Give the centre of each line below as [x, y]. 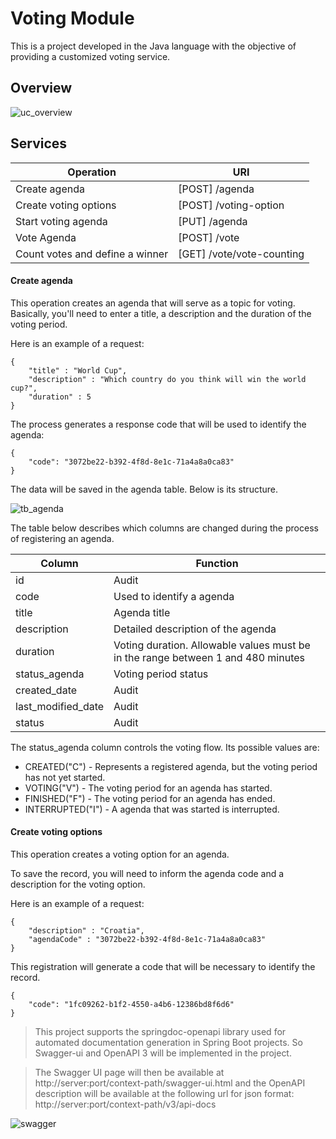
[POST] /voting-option [231, 205]
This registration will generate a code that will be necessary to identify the [163, 966]
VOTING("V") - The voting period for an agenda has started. [148, 788]
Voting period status [161, 674]
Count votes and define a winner [92, 254]
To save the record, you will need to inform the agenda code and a [147, 873]
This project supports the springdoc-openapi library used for [160, 1031]
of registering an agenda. [62, 538]
